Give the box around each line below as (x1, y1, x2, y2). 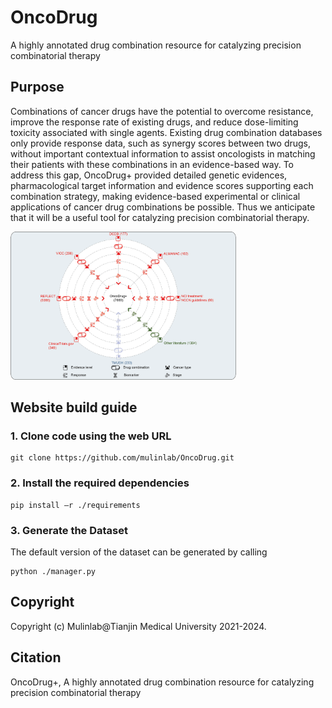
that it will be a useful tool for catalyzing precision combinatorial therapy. (10, 211, 310, 223)
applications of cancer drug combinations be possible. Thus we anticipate (10, 201, 316, 213)
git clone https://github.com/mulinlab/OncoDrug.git (10, 453, 235, 463)
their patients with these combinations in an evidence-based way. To (10, 158, 294, 170)
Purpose (10, 79, 65, 96)
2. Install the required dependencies (10, 476, 190, 490)
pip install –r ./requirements (10, 500, 141, 510)
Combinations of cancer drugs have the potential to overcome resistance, (10, 105, 314, 117)
